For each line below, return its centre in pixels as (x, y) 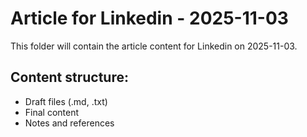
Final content (52, 112)
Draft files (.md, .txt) (66, 101)
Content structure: (69, 77)
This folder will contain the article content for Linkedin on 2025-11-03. (154, 46)
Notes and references (69, 123)
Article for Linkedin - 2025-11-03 (149, 18)
